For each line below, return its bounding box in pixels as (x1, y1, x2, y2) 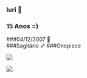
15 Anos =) (6, 21, 38, 30)
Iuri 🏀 (6, 5, 23, 14)
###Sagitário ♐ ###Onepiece (6, 42, 81, 49)
